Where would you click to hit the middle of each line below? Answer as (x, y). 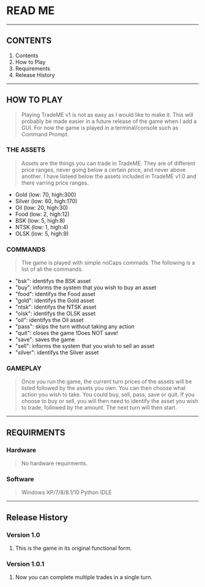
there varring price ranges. (55, 183)
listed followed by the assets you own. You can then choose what (103, 388)
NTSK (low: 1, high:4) (42, 227)
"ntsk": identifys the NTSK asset (56, 307)
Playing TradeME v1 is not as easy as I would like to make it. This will (107, 114)
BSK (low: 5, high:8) (40, 220)
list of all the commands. (52, 269)
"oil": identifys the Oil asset (49, 320)
